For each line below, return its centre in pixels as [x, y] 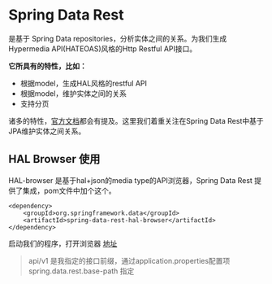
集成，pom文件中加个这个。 [69, 190]
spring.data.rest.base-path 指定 [81, 271]
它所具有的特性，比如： [47, 66]
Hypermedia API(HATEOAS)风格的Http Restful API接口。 [103, 48]
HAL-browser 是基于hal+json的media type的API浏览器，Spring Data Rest [131, 180]
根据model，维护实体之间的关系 [73, 93]
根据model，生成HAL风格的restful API [84, 83]
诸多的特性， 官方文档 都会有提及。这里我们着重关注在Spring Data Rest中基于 [136, 120]
